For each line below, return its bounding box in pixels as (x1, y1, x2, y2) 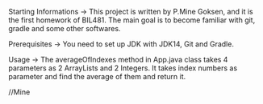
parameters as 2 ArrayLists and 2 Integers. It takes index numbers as (8, 63, 238, 73)
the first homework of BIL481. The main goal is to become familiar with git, (8, 15, 256, 25)
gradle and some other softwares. (8, 24, 121, 33)
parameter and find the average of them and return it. (8, 72, 186, 81)
